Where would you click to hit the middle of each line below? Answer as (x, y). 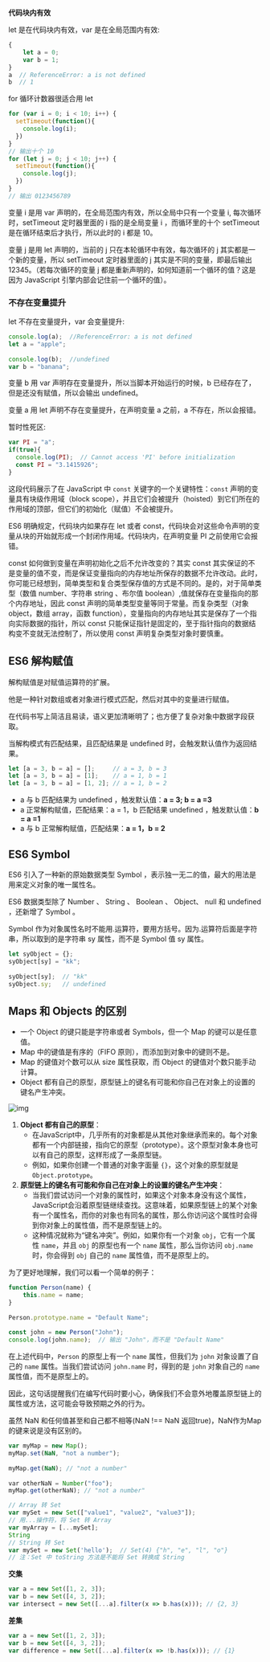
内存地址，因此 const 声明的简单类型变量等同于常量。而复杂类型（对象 (132, 603)
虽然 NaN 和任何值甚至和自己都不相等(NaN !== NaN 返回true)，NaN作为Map (135, 1421)
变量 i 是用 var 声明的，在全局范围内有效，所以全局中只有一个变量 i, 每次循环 (135, 212)
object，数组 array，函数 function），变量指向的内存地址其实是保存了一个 (129, 613)
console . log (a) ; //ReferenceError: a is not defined (100, 337)
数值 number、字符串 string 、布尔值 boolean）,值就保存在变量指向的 (137, 593)
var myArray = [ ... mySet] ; (53, 1527)
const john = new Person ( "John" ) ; (66, 1332)
